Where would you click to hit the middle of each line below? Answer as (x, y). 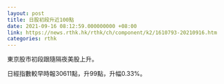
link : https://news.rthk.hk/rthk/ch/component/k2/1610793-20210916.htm (112, 32)
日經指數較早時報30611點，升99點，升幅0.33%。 (77, 74)
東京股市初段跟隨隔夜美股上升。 (52, 59)
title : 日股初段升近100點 (41, 20)
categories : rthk (32, 39)
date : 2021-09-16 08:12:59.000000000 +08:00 (72, 26)
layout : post (26, 13)
